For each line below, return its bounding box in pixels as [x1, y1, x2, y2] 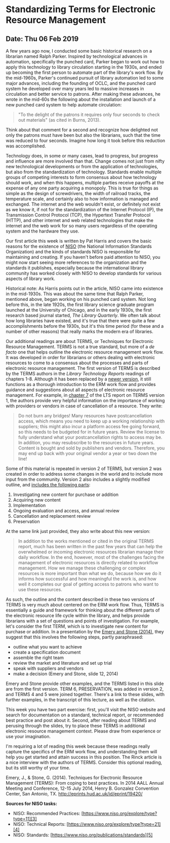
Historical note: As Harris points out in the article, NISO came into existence [6, 285, 163, 291]
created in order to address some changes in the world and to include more [6, 471, 163, 477]
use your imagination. [6, 734, 51, 739]
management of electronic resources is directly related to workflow [18, 560, 158, 565]
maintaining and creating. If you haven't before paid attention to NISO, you [6, 254, 161, 260]
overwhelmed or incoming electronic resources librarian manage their [18, 549, 164, 555]
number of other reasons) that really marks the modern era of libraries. [6, 328, 153, 334]
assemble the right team [13, 655, 64, 661]
